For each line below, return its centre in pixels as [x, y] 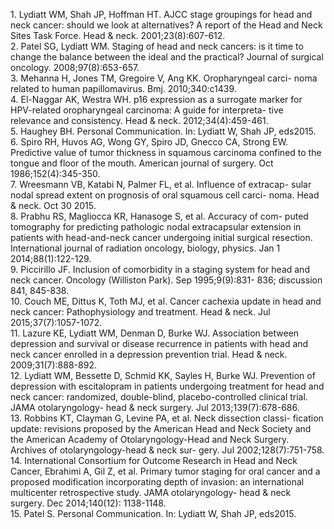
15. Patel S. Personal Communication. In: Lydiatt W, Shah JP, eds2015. [153, 513]
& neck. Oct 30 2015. [53, 205]
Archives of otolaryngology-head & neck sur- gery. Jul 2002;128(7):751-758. [167, 450]
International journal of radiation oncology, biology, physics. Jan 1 [145, 248]
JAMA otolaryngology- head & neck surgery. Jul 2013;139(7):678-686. [155, 407]
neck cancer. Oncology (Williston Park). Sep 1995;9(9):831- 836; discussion [166, 280]
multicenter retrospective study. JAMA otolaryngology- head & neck [151, 492]
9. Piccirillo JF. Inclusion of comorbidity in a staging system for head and [160, 269]
